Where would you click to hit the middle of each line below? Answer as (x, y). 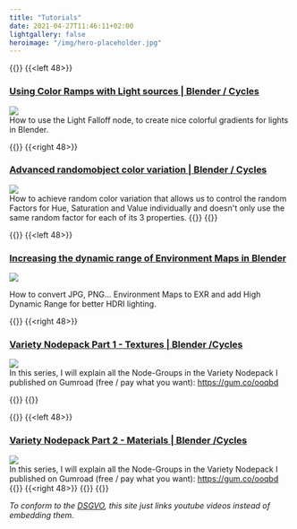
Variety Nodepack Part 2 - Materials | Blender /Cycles (128, 440)
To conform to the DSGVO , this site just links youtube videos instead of (140, 505)
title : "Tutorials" (46, 17)
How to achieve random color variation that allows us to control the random (148, 198)
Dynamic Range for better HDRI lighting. (83, 304)
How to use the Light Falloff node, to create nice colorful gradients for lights (149, 120)
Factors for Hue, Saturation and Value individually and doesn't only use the (147, 208)
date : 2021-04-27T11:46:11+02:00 (72, 26)
